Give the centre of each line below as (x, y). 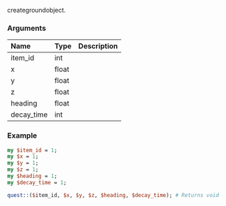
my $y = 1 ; (23, 163)
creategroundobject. (37, 10)
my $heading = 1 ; (32, 176)
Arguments (27, 28)
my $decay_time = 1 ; (37, 182)
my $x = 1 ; (23, 156)
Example (22, 135)
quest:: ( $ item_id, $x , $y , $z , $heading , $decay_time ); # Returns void (113, 195)
